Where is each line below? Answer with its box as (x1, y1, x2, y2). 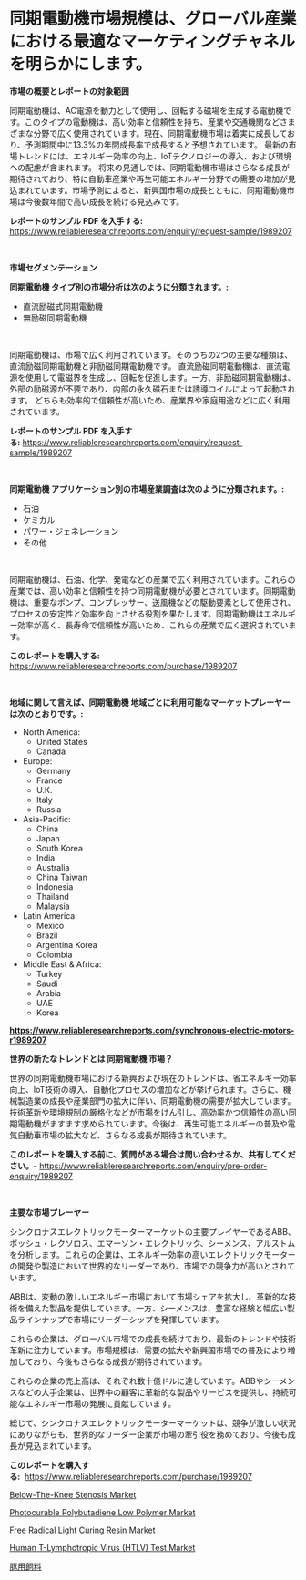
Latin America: (22, 910, 77, 921)
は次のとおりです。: (9, 708, 84, 719)
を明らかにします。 (9, 54, 152, 75)
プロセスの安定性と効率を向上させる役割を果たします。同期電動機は (9, 607, 264, 619)
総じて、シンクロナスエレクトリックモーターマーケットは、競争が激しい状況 (9, 1417, 297, 1428)
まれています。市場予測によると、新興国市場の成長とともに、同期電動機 (16, 184, 287, 196)
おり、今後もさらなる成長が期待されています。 (33, 1356, 208, 1367)
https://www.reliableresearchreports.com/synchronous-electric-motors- (9, 1024, 295, 1035)
